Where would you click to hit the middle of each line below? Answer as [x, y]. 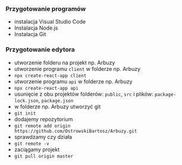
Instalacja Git [30, 34]
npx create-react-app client [50, 76]
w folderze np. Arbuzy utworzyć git [57, 106]
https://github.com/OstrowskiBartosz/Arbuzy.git [76, 131]
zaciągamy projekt [37, 149]
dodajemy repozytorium [43, 119]
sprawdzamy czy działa [43, 137]
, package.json [56, 100]
